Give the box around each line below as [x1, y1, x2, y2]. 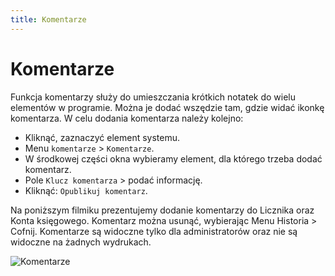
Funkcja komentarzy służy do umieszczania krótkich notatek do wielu [10, 91, 297, 103]
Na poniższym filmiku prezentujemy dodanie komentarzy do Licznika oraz [10, 204, 315, 216]
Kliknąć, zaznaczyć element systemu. [24, 131, 181, 143]
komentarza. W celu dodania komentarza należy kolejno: [10, 112, 244, 124]
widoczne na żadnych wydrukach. [10, 236, 152, 248]
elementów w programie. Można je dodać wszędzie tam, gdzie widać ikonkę [10, 101, 325, 113]
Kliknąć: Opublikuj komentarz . [24, 184, 148, 196]
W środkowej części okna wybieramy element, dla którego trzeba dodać [24, 152, 323, 165]
